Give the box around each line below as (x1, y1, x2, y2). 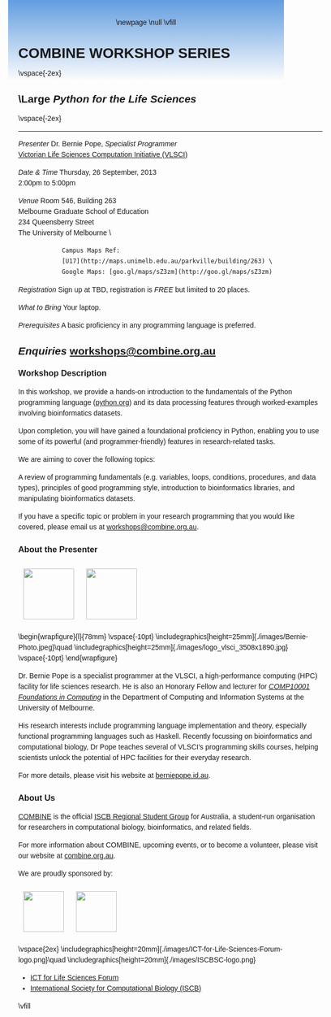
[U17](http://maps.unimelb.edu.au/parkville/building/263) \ (61, 257, 273, 265)
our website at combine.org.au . (18, 851, 116, 861)
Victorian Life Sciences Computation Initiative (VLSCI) (18, 150, 188, 159)
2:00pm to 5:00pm (18, 178, 76, 187)
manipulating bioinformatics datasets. (18, 494, 135, 503)
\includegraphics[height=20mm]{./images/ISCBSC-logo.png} (67, 955, 256, 965)
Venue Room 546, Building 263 (18, 196, 117, 205)
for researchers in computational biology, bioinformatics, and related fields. (18, 823, 251, 832)
